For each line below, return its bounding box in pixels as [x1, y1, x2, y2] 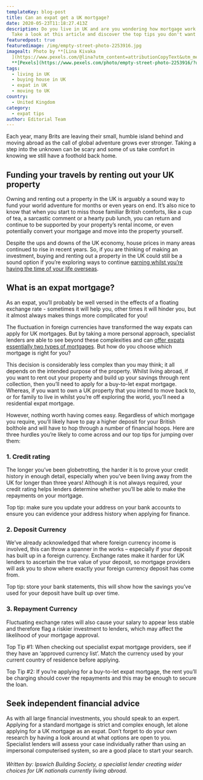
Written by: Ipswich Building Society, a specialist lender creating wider [6, 761, 182, 768]
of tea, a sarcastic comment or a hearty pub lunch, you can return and [6, 215, 181, 222]
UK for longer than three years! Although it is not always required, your [6, 479, 182, 486]
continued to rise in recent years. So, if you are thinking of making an [6, 246, 178, 253]
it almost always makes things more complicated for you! [6, 311, 148, 319]
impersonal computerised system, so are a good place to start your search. [6, 747, 193, 754]
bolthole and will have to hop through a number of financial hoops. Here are [6, 424, 195, 432]
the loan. [6, 680, 28, 688]
